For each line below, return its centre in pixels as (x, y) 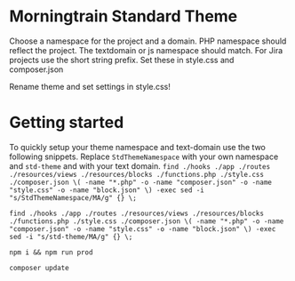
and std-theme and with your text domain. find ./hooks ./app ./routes (140, 165)
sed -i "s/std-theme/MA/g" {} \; (71, 237)
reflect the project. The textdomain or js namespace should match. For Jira (146, 50)
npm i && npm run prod (51, 252)
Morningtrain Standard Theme (124, 16)
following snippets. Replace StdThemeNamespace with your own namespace (144, 157)
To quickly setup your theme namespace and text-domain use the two (138, 147)
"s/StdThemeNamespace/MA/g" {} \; (73, 197)
